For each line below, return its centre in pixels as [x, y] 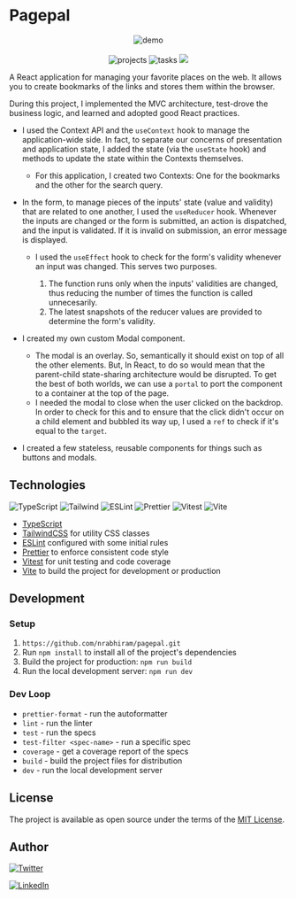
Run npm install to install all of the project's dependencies [129, 653]
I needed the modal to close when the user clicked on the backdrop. [159, 402]
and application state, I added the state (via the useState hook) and [144, 149]
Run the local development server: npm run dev [107, 671]
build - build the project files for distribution [102, 760]
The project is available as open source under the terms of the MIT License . [147, 819]
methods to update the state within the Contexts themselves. [133, 158]
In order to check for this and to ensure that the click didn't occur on [159, 412]
